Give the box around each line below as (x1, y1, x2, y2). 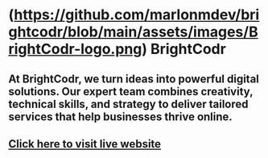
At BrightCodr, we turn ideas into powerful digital (8, 72, 260, 85)
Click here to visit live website (8, 137, 162, 151)
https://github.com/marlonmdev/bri (14, 6, 260, 24)
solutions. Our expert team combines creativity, (8, 85, 254, 98)
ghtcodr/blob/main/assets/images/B (8, 23, 259, 41)
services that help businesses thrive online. (8, 110, 233, 123)
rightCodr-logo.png (8, 40, 142, 58)
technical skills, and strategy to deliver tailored (8, 97, 249, 110)
